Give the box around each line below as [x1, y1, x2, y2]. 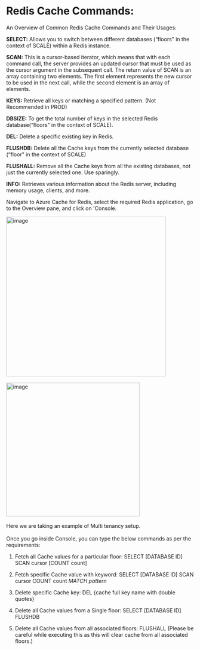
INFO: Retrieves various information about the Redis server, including [6, 180, 177, 187]
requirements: [6, 541, 41, 548]
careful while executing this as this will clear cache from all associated [14, 631, 188, 638]
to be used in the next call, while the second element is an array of [6, 79, 170, 86]
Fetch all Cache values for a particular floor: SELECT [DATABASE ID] [14, 552, 183, 560]
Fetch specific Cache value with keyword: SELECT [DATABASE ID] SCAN [14, 570, 194, 578]
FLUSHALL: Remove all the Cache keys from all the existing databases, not [6, 162, 191, 169]
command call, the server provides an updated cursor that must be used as [6, 60, 192, 67]
